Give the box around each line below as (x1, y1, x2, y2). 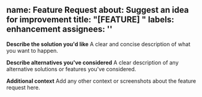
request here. (6, 83, 40, 91)
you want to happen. (6, 47, 58, 54)
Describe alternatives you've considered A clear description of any (6, 58, 179, 66)
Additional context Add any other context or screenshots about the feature (6, 77, 196, 85)
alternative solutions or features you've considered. (6, 65, 137, 72)
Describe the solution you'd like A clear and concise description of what (6, 40, 191, 48)
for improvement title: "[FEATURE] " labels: (6, 15, 174, 25)
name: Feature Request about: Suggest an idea (6, 5, 189, 15)
